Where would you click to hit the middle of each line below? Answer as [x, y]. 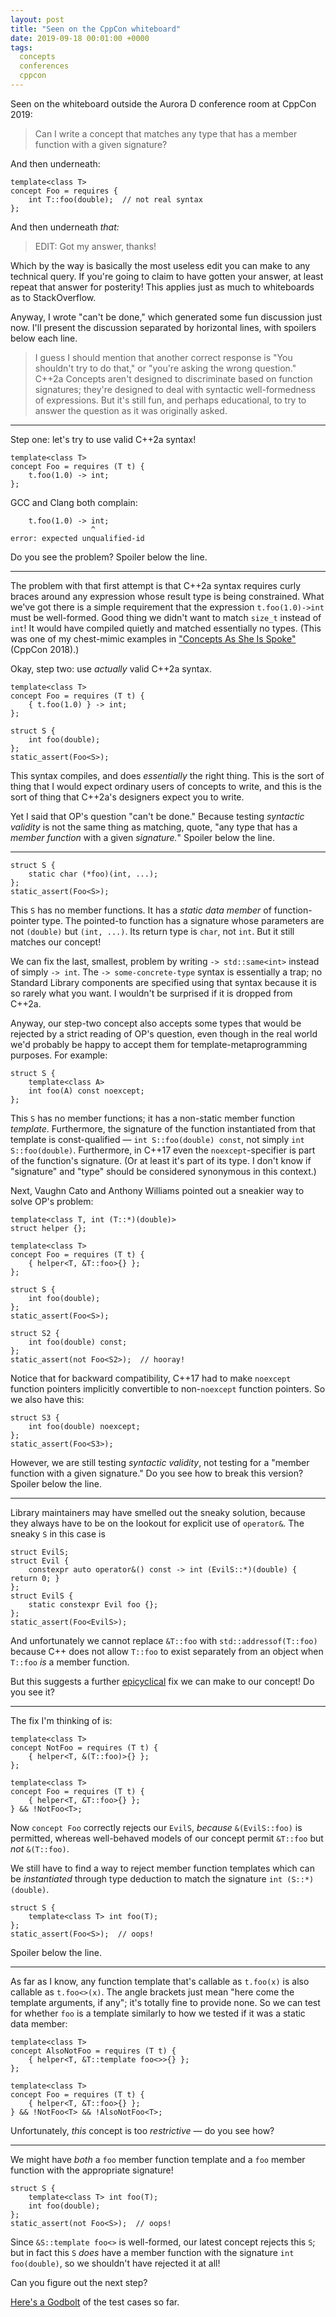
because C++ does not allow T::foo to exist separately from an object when [167, 1651]
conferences [44, 66]
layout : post [37, 19]
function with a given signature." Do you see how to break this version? [157, 1473]
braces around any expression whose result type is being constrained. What [167, 596]
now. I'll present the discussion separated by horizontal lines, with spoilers [163, 327]
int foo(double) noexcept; [84, 1426]
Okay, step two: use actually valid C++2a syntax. [111, 668]
